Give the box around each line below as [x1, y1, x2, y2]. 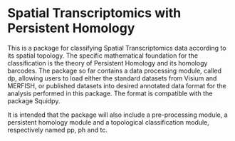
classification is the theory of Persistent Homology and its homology [7, 58, 208, 67]
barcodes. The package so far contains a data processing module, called [7, 66, 222, 75]
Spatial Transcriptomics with [7, 5, 182, 21]
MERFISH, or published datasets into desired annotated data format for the [7, 81, 226, 90]
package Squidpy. [7, 96, 61, 105]
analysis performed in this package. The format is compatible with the [7, 89, 213, 98]
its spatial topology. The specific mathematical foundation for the [7, 51, 198, 60]
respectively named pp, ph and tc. [7, 125, 108, 134]
